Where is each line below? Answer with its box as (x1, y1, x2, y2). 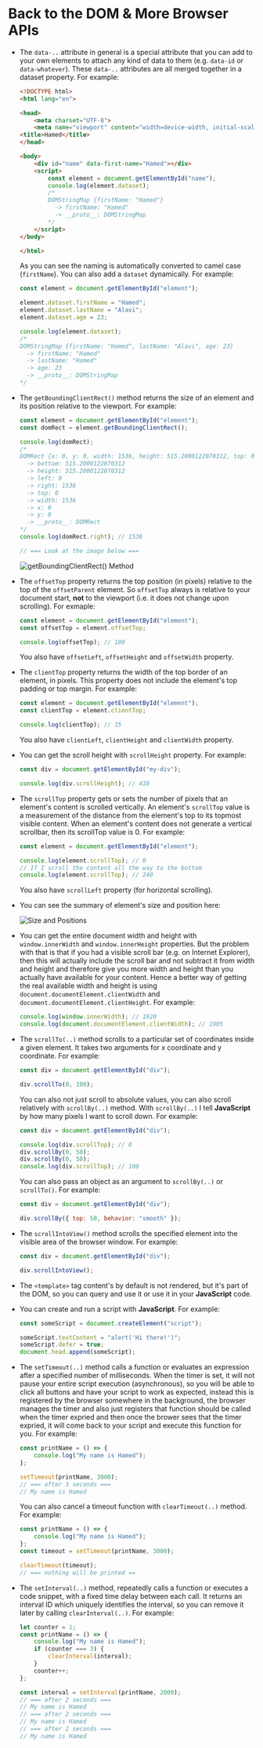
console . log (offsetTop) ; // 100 (19, 638, 125, 646)
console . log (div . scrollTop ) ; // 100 (19, 1163, 139, 1171)
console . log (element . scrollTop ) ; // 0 (19, 857, 146, 865)
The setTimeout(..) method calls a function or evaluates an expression (19, 1362, 250, 1372)
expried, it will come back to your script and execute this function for (19, 1421, 242, 1430)
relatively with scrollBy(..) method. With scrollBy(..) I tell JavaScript (19, 1103, 251, 1112)
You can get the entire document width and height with (19, 931, 197, 941)
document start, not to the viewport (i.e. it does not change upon (19, 593, 229, 602)
